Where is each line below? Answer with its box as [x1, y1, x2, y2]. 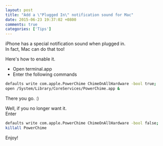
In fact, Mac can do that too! [5, 46, 65, 52]
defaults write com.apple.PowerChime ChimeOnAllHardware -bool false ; [5, 120, 159, 126]
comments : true [5, 22, 38, 27]
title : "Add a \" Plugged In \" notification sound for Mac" [5, 12, 134, 17]
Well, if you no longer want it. [5, 105, 67, 111]
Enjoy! [5, 134, 19, 141]
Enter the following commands [12, 71, 78, 77]
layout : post [5, 7, 33, 13]
